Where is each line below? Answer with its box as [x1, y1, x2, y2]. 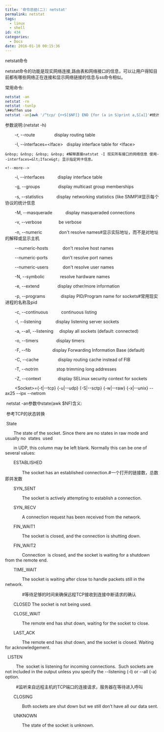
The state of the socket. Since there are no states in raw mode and [13, 430, 148, 436]
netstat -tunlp [5, 103, 36, 108]
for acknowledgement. [5, 645, 50, 650]
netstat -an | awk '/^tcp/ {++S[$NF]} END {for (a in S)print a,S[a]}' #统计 [5, 113, 160, 118]
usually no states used [5, 436, 53, 441]
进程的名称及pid [5, 299, 38, 305]
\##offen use [5, 108, 32, 113]
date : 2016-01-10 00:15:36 [5, 44, 60, 49]
